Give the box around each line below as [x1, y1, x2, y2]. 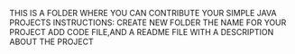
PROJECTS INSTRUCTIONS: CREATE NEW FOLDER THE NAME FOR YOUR [9, 17, 287, 28]
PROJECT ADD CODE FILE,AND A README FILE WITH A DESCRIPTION [9, 27, 274, 37]
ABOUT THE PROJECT [9, 36, 95, 47]
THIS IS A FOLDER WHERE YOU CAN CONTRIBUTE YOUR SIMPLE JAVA [9, 8, 277, 18]
